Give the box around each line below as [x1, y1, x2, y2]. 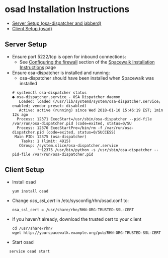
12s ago [12, 112, 28, 117]
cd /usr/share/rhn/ [12, 226, 53, 231]
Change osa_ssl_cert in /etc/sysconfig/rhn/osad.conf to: [12, 198, 129, 204]
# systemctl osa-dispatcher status [12, 90, 87, 95]
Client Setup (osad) [12, 25, 52, 31]
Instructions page [19, 64, 56, 70]
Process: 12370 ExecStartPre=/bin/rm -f [17, 125, 103, 131]
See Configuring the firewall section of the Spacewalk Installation [19, 59, 155, 65]
